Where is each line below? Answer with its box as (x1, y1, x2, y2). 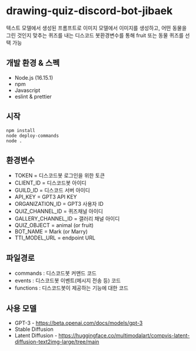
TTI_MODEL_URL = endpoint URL (14, 234, 96, 241)
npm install (6, 127, 35, 133)
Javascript (14, 87, 41, 94)
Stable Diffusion (14, 326, 54, 333)
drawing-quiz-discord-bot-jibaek (6, 4, 173, 18)
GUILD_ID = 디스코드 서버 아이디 (14, 187, 90, 194)
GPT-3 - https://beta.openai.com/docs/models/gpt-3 (14, 320, 143, 326)
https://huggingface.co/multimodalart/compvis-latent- (58, 332, 190, 339)
